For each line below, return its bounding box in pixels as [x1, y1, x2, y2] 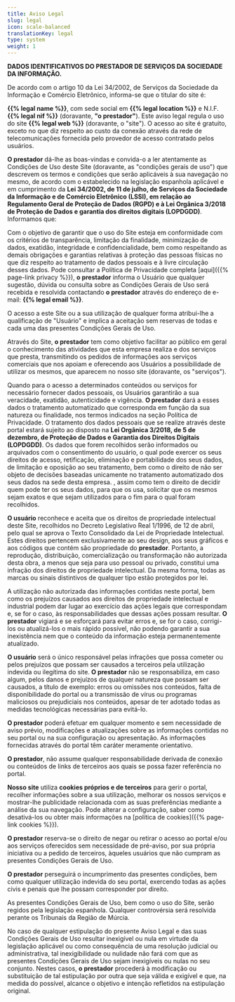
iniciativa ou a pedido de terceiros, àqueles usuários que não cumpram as [7, 849, 221, 857]
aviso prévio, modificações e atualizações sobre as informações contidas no [7, 726, 229, 734]
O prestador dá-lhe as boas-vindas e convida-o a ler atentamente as [7, 155, 207, 163]
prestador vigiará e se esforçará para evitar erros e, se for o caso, [7, 617, 199, 625]
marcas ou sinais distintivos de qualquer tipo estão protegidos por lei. [7, 573, 208, 582]
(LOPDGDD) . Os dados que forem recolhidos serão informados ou [7, 441, 199, 449]
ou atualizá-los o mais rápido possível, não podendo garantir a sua [17, 624, 210, 632]
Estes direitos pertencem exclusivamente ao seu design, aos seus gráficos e [7, 536, 229, 545]
